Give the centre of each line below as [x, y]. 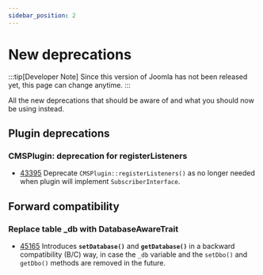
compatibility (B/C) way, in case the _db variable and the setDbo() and [133, 254]
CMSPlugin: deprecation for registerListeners [98, 156]
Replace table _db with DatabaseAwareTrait [93, 228]
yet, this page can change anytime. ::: [69, 85]
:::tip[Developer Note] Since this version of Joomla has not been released [128, 77]
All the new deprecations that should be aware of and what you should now [131, 100]
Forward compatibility [64, 206]
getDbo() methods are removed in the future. [93, 262]
